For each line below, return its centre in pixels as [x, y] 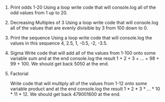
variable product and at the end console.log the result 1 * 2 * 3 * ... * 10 [85, 89]
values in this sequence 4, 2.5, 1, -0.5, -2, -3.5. [59, 43]
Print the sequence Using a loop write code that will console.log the [81, 38]
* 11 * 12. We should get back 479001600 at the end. [65, 94]
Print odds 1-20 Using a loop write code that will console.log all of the [83, 7]
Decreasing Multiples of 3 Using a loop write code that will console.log [84, 23]
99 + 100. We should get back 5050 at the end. [59, 64]
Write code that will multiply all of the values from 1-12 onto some [78, 83]
